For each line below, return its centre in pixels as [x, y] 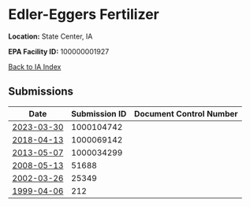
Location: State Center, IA [50, 36]
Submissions [41, 92]
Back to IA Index [35, 67]
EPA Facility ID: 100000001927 [59, 51]
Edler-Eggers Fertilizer [84, 15]
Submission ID [99, 113]
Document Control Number [186, 113]
